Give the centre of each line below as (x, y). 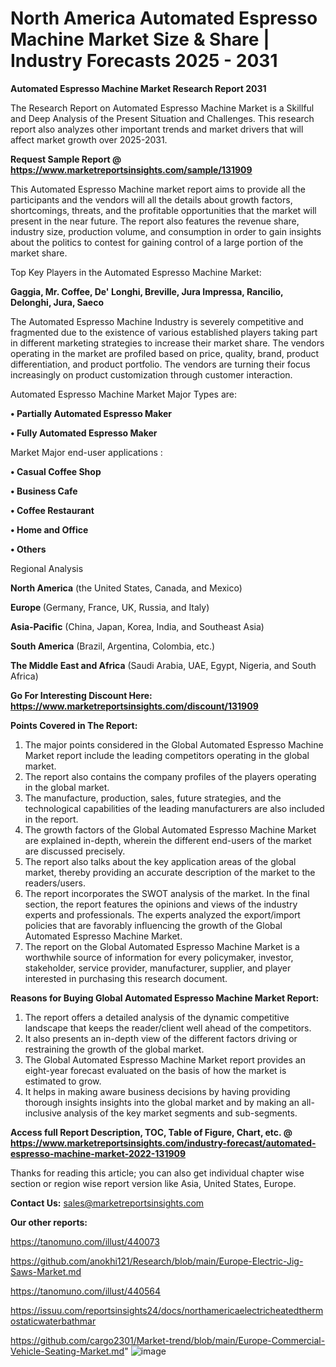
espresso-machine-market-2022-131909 (98, 1153)
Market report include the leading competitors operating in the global (167, 755)
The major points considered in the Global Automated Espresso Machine (174, 744)
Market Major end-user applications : (86, 452)
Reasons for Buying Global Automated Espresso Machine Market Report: (165, 998)
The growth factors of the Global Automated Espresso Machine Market (170, 829)
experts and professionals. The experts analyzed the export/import (162, 914)
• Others (28, 549)
